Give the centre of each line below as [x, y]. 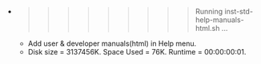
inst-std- [239, 11]
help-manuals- [219, 20]
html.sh [207, 28]
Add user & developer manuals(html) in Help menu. [112, 43]
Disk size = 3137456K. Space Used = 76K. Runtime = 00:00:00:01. [137, 52]
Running [209, 11]
